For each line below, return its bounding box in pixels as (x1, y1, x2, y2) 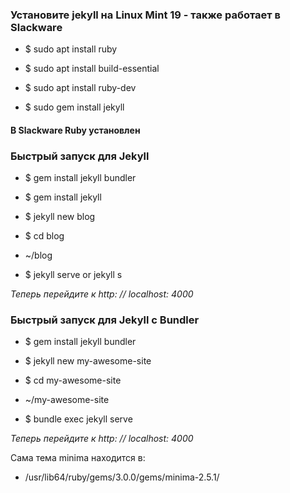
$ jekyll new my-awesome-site (24, 355, 152, 367)
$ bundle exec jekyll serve (24, 413, 133, 425)
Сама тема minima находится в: (10, 452, 146, 464)
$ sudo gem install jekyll (24, 101, 125, 113)
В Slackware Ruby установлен (10, 124, 141, 136)
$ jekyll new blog (24, 211, 96, 223)
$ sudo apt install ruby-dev (24, 82, 137, 94)
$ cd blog (24, 230, 65, 242)
